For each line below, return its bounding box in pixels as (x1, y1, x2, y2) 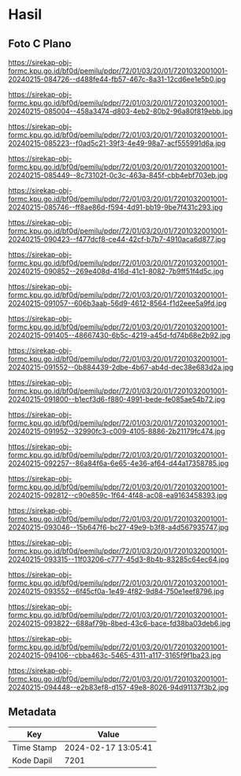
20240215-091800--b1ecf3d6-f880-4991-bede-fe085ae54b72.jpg (8, 395, 226, 403)
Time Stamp (12, 742, 57, 753)
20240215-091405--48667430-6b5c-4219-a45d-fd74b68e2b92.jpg (8, 331, 231, 340)
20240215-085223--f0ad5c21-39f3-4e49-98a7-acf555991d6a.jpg (8, 139, 226, 147)
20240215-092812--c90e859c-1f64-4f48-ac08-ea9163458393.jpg (8, 491, 228, 499)
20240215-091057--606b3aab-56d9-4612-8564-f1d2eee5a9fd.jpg (8, 299, 227, 308)
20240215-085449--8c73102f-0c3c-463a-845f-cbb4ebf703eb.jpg (8, 171, 228, 180)
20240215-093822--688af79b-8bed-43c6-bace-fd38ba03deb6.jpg (8, 618, 231, 628)
